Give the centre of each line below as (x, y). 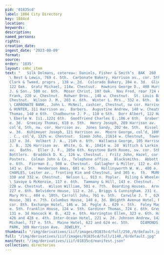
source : (13, 59)
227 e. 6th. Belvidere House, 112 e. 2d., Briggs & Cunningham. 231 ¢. (84, 191)
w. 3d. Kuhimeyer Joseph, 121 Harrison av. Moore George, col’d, (80, 132)
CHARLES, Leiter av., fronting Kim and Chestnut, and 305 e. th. (78, 173)
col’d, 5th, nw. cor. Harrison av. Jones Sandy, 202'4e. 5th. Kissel (84, 127)
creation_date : (20, 46)
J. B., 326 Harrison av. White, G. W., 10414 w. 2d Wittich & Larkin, (85, 146)
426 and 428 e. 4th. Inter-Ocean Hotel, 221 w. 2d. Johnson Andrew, (81, 218)
